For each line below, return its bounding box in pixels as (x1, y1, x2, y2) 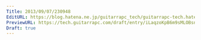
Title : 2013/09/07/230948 (6, 8, 71, 15)
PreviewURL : (6, 19, 36, 25)
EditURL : (6, 14, 28, 20)
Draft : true (6, 25, 36, 31)
